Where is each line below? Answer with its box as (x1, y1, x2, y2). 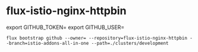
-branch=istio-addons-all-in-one (6, 40, 89, 46)
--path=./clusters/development (91, 40, 169, 46)
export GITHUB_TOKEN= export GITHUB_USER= (6, 24, 125, 31)
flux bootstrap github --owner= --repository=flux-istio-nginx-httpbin (6, 35, 187, 41)
